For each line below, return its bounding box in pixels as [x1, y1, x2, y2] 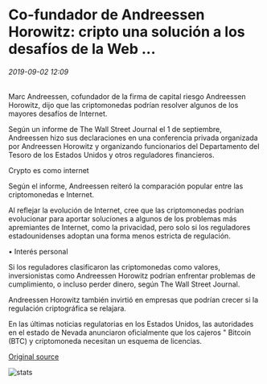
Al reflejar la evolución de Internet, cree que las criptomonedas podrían [8, 205, 244, 215]
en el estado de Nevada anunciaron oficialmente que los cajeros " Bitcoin [8, 328, 252, 337]
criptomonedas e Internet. [8, 190, 95, 200]
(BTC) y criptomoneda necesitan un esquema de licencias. [8, 337, 203, 346]
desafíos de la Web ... [8, 40, 156, 58]
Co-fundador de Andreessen [8, 6, 205, 24]
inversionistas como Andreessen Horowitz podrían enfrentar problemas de [8, 271, 256, 281]
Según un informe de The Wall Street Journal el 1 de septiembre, [8, 125, 223, 134]
